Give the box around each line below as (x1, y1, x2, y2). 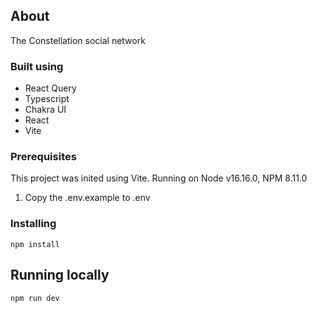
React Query (24, 82, 77, 94)
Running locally (10, 267, 110, 284)
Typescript (24, 93, 70, 105)
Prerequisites (10, 150, 77, 164)
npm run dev (10, 293, 60, 303)
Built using (10, 59, 64, 73)
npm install (10, 239, 60, 249)
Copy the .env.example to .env (24, 192, 151, 204)
